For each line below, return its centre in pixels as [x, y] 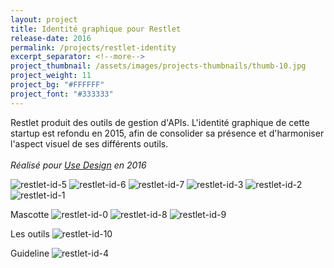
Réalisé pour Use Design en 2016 [78, 165]
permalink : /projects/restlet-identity [93, 47]
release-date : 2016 [51, 38]
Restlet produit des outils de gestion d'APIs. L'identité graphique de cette [160, 122]
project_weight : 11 [51, 76]
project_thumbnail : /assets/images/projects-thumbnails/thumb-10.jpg [158, 66]
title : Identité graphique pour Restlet [96, 29]
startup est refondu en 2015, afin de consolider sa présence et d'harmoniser [167, 133]
